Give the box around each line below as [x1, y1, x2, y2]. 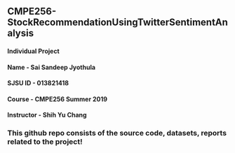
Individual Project [7, 47, 60, 55]
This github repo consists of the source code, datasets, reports [7, 129, 227, 138]
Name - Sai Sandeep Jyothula [7, 63, 96, 71]
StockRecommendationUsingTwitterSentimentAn [7, 17, 228, 29]
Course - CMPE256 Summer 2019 [7, 94, 107, 103]
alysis [7, 27, 34, 39]
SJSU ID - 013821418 [7, 79, 69, 87]
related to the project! [7, 137, 83, 147]
